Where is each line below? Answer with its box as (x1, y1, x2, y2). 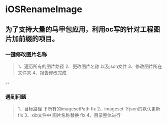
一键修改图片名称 (5, 51, 47, 58)
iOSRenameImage (5, 4, 83, 15)
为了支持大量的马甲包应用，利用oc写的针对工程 (5, 25, 154, 33)
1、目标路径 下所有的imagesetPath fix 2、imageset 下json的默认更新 (17, 106, 160, 112)
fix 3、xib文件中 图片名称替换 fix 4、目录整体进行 (17, 112, 121, 118)
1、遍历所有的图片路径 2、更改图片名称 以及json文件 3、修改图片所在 (17, 63, 162, 69)
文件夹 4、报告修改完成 (17, 69, 67, 75)
